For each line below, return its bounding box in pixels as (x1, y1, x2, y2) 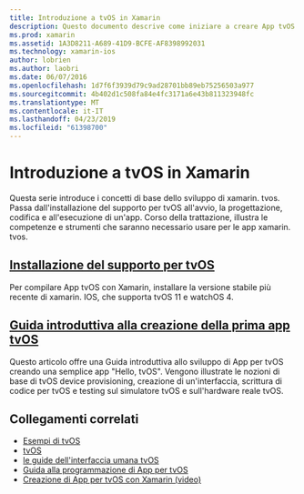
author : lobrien (9, 55, 71, 65)
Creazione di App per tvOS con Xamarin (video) (22, 474, 202, 485)
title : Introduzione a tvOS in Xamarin (9, 13, 161, 23)
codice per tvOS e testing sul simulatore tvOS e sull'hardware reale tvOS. (9, 385, 284, 396)
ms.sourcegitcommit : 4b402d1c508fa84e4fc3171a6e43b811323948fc (9, 89, 255, 98)
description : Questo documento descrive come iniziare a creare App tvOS (9, 22, 296, 31)
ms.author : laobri (9, 65, 79, 74)
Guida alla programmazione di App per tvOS (22, 465, 188, 476)
